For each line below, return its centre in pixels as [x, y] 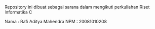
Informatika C [19, 12]
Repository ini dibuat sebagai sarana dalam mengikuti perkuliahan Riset [77, 7]
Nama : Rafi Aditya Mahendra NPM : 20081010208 [56, 22]
